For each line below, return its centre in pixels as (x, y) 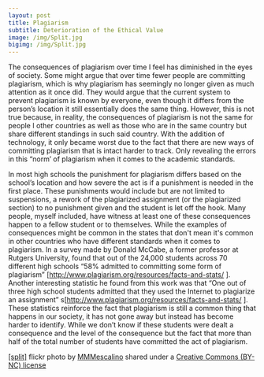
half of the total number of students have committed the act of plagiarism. (128, 342)
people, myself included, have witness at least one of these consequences (129, 216)
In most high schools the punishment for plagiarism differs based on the (125, 175)
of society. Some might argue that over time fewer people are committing (127, 76)
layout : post (30, 15)
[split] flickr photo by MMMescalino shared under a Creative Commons (123, 357)
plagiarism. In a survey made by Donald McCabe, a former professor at (123, 249)
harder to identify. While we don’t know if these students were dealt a (121, 325)
